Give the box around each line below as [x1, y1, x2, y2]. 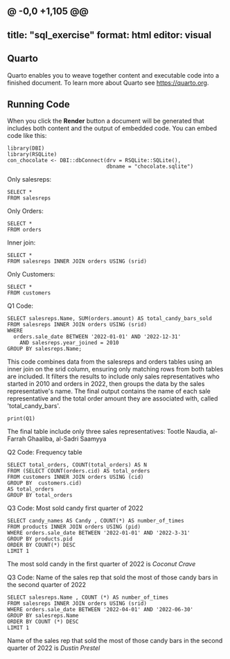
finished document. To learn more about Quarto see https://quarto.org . [7, 78, 209, 87]
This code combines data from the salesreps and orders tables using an [7, 358, 213, 366]
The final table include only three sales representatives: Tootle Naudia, [7, 428, 209, 436]
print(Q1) [7, 415, 36, 422]
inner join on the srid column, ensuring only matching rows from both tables [7, 365, 224, 374]
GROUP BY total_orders [7, 492, 73, 499]
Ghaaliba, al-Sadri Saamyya [27, 434, 107, 443]
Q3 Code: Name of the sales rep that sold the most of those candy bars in [7, 573, 218, 581]
